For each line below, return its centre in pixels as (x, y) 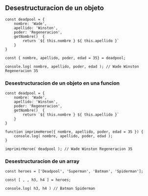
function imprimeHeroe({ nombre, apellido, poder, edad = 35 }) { (74, 132)
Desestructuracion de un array (42, 161)
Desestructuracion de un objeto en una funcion (62, 83)
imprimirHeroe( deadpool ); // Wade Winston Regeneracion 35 (69, 149)
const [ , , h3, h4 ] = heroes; (38, 180)
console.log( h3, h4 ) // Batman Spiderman (50, 189)
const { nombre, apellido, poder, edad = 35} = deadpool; (65, 58)
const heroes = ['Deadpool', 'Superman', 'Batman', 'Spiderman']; (74, 171)
